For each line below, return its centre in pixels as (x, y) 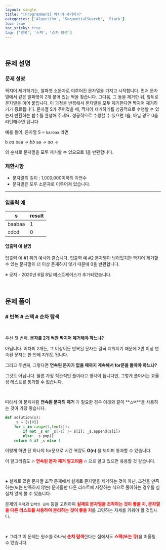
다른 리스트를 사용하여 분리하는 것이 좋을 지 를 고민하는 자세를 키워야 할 (77, 510)
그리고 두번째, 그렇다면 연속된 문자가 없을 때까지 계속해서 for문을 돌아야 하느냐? (81, 365)
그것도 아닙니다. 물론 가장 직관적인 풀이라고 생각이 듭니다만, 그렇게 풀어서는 (78, 376)
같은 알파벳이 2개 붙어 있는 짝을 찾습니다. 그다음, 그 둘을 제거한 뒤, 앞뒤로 (88, 96)
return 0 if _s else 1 (37, 441)
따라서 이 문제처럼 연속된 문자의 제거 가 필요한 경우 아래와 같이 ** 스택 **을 (75, 402)
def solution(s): (23, 418)
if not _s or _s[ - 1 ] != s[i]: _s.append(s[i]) (72, 431)
